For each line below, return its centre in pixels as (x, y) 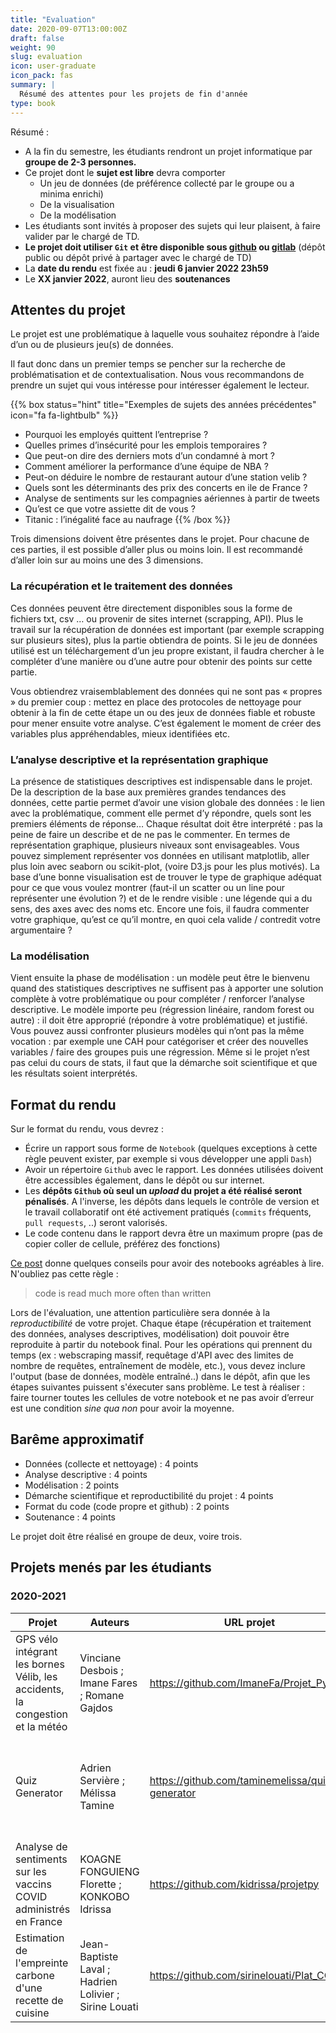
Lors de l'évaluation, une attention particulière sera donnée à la (140, 1313)
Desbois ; (101, 1670)
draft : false (37, 38)
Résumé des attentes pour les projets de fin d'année (133, 94)
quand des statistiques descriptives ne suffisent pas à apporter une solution (167, 988)
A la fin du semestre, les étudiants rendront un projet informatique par (168, 151)
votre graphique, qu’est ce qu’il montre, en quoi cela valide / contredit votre (165, 919)
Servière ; (102, 1780)
